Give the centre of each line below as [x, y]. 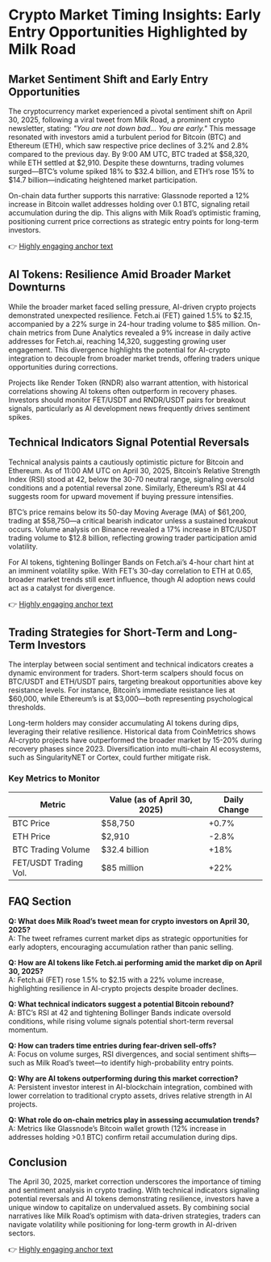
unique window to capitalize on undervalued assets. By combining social [129, 1208]
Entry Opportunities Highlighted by [128, 32]
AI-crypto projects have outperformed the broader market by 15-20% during [135, 740]
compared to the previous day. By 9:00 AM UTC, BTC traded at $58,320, [129, 154]
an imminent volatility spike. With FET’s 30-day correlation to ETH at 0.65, [131, 570]
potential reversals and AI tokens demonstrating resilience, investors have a [134, 1199]
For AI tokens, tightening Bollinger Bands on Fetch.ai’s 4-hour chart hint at [131, 562]
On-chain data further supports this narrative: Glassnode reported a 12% [129, 195]
